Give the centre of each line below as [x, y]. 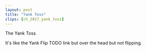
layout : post [19, 10]
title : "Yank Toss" [26, 14]
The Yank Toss [21, 33]
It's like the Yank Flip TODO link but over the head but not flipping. [74, 43]
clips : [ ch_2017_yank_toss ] [35, 19]
